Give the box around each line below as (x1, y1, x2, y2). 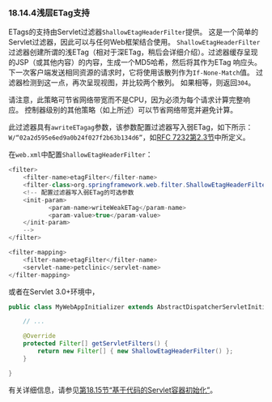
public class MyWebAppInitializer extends (8, 302, 154, 311)
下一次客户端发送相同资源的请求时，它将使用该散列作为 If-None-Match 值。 (8, 67, 255, 78)
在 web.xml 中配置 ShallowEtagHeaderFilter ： (8, 150, 153, 160)
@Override (23, 332, 57, 340)
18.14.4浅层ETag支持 (8, 6, 91, 18)
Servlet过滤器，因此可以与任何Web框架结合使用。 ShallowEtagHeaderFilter (8, 37, 261, 47)
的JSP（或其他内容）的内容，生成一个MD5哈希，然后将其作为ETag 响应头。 (8, 58, 261, 67)
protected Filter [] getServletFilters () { (23, 340, 168, 348)
